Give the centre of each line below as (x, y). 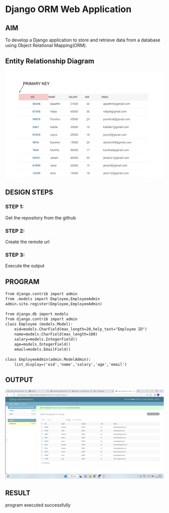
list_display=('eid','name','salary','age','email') (71, 364)
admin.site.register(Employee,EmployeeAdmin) (54, 304)
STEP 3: (15, 255)
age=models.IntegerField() (43, 344)
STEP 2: (15, 231)
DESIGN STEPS (29, 192)
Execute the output (25, 266)
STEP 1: (15, 207)
